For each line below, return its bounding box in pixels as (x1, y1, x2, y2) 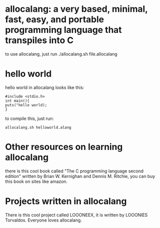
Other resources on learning (5, 142, 123, 153)
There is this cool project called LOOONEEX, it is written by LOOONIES (5, 212, 148, 218)
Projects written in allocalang (5, 196, 127, 207)
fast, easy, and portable (5, 14, 104, 25)
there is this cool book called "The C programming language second (5, 168, 144, 174)
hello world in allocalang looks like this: (5, 85, 85, 90)
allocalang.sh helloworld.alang (5, 125, 71, 130)
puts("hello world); (5, 102, 48, 108)
